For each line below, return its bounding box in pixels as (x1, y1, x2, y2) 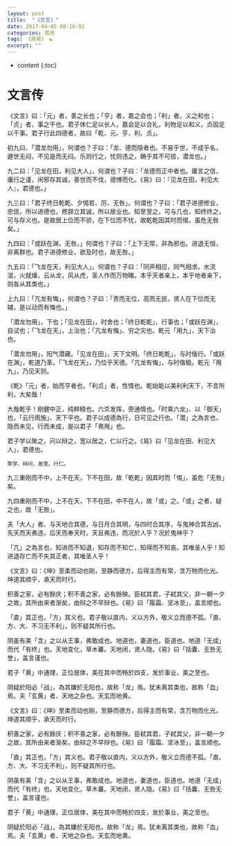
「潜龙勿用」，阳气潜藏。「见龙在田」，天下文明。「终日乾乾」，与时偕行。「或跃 (7, 349, 225, 357)
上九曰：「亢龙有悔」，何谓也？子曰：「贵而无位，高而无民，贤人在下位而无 (7, 294, 216, 302)
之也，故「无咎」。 (7, 505, 59, 513)
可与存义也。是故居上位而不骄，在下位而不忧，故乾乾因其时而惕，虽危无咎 (7, 215, 219, 224)
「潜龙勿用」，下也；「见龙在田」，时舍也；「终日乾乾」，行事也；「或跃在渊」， (7, 317, 222, 326)
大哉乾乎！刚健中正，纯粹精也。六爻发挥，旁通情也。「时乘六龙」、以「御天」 (7, 404, 225, 413)
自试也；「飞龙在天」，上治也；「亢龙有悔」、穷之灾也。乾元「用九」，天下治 (7, 326, 216, 335)
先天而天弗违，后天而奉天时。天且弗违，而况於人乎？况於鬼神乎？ (7, 529, 195, 537)
